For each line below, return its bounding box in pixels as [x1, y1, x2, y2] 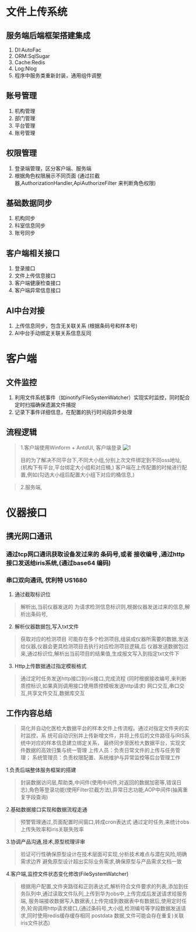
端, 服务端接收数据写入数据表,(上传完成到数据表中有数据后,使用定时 [20, 897, 182, 904]
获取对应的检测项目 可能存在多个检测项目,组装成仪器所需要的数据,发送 [20, 635, 188, 642]
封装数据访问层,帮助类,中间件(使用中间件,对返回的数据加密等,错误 [20, 779, 177, 786]
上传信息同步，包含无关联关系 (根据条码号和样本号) [14, 323, 138, 330]
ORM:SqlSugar [14, 53, 51, 59]
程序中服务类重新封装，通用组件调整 [14, 72, 102, 79]
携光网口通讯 [6, 531, 52, 542]
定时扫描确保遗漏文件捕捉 [14, 402, 76, 409]
